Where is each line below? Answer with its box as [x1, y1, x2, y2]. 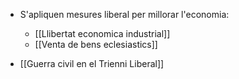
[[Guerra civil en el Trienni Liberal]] [19, 58, 165, 69]
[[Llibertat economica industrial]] [34, 28, 171, 39]
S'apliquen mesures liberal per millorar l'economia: [19, 9, 230, 20]
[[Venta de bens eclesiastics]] [34, 39, 158, 50]
